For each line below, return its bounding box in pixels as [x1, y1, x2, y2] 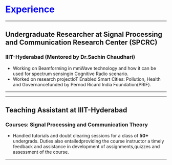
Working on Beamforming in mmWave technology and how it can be [12, 65, 156, 71]
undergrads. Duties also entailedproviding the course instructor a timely [12, 138, 164, 144]
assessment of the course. [12, 149, 69, 155]
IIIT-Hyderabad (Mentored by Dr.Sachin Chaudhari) [5, 54, 136, 61]
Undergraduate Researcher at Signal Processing [5, 30, 163, 39]
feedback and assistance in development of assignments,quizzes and [12, 144, 160, 150]
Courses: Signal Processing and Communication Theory [5, 121, 148, 128]
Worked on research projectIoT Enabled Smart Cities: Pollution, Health [12, 76, 161, 82]
